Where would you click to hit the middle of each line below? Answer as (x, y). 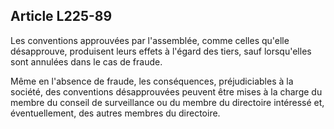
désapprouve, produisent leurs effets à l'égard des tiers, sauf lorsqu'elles (161, 51)
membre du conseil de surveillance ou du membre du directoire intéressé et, (167, 102)
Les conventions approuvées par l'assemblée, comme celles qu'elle (150, 40)
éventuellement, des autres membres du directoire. (115, 113)
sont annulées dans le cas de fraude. (86, 61)
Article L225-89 (61, 16)
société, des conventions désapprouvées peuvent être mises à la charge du (166, 91)
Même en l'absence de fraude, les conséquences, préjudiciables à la (152, 81)
